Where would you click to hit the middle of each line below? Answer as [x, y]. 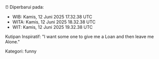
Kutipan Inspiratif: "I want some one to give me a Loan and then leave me [79, 37]
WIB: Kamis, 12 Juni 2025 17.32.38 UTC [52, 17]
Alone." [13, 42]
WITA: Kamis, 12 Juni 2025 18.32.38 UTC [54, 22]
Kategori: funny [21, 51]
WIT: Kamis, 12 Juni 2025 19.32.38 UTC [52, 27]
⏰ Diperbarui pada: [25, 7]
